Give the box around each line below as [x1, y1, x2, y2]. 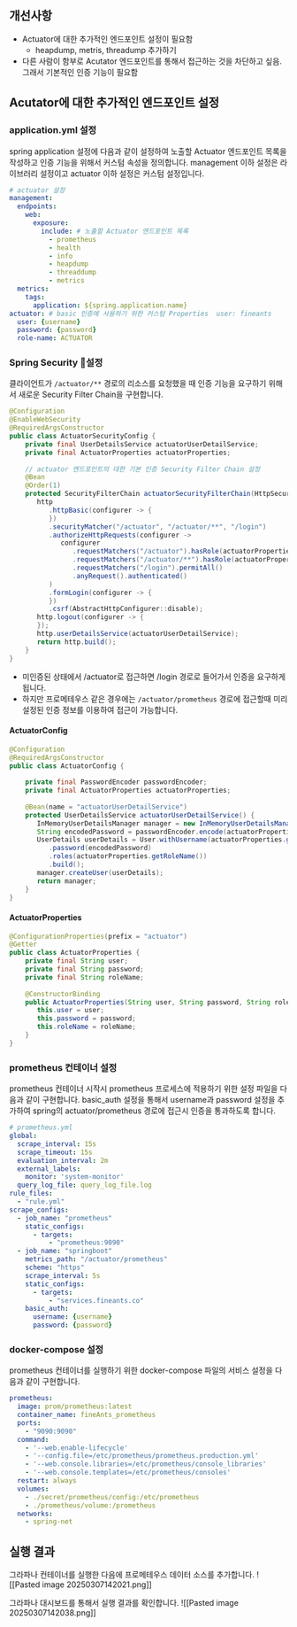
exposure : [32, 219, 69, 228]
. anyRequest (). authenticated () [72, 571, 188, 580]
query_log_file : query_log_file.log [17, 1181, 152, 1189]
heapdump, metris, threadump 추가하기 [34, 44, 177, 55]
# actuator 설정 [9, 185, 65, 195]
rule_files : [9, 1189, 53, 1198]
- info [48, 252, 73, 260]
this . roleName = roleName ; [36, 1022, 137, 1032]
